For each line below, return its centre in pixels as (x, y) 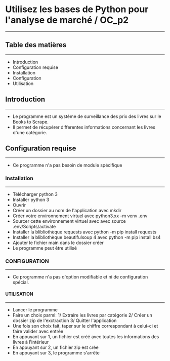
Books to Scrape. (31, 122)
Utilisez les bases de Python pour (77, 9)
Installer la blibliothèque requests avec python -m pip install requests (84, 232)
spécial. (21, 282)
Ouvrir (19, 205)
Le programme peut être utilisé (45, 248)
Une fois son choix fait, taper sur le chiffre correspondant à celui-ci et (85, 326)
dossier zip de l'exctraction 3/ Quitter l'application (65, 320)
